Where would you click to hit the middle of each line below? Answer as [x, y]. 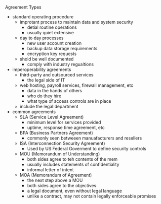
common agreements [34, 112]
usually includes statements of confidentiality [73, 164]
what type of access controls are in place [69, 101]
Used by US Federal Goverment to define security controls [87, 149]
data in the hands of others [55, 91]
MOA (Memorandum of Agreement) [56, 175]
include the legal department [49, 106]
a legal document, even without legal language [75, 191]
